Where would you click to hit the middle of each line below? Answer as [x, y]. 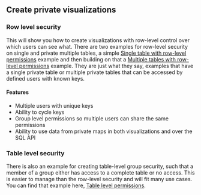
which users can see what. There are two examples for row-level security [97, 46]
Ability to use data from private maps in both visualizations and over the [103, 131]
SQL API [25, 137]
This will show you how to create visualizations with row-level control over [98, 40]
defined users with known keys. [46, 78]
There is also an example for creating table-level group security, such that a [100, 166]
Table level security [35, 153]
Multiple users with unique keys [54, 105]
